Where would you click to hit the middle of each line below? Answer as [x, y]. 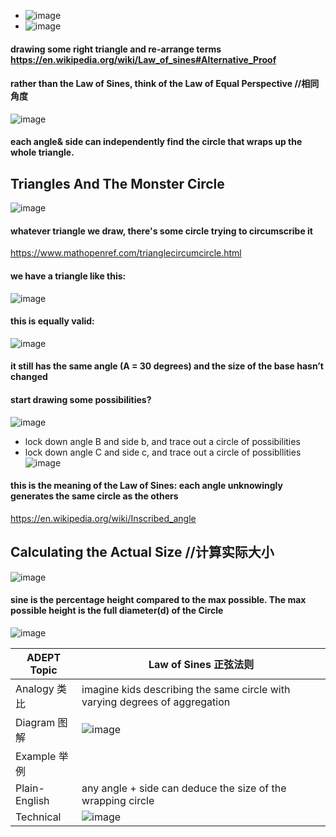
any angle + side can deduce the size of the [184, 788]
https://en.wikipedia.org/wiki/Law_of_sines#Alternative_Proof [143, 59]
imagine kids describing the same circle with [186, 689]
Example [36, 756]
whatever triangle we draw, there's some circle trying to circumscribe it [161, 231]
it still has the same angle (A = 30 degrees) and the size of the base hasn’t [167, 366]
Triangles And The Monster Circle [117, 183]
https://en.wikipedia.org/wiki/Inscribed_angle [103, 518]
